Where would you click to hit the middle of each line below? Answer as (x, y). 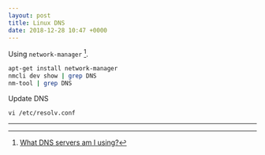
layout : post (30, 15)
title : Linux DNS (37, 23)
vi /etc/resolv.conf (42, 113)
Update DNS (28, 98)
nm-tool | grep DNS (40, 83)
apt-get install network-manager (63, 69)
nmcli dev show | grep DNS (52, 76)
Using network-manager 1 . (49, 54)
